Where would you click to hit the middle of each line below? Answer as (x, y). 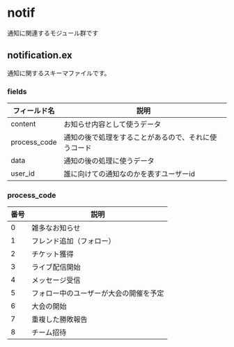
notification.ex (40, 55)
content (23, 124)
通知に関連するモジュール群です (53, 33)
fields (17, 91)
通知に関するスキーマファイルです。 (59, 73)
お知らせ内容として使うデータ (112, 125)
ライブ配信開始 (56, 268)
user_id (23, 173)
